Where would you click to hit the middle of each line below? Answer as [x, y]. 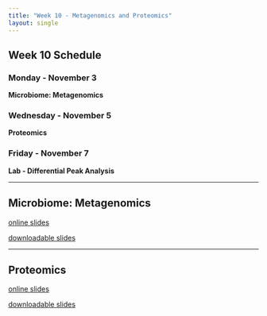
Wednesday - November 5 [60, 116]
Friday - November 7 [48, 153]
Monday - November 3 [52, 78]
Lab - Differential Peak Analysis [62, 171]
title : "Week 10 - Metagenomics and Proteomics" [90, 15]
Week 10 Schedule [55, 55]
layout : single [33, 23]
